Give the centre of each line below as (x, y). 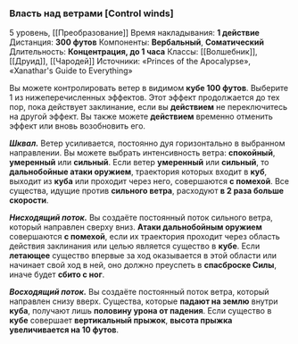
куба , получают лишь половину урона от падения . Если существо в (141, 311)
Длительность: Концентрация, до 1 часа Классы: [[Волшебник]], (133, 52)
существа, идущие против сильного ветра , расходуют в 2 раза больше (146, 191)
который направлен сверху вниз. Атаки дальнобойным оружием (136, 227)
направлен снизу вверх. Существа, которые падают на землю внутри (144, 301)
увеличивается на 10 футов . (64, 330)
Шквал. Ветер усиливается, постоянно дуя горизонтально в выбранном (147, 143)
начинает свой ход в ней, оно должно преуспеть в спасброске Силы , (143, 265)
